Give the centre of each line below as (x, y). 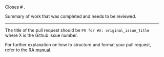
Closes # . (15, 7)
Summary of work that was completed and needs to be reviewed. (71, 16)
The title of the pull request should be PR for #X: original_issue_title (77, 30)
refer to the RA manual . (28, 50)
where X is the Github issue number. (41, 35)
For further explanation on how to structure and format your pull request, (78, 45)
